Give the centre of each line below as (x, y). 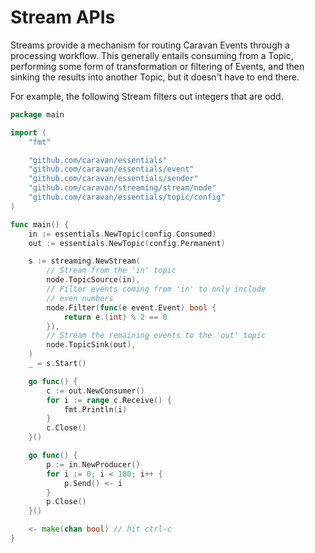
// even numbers (80, 298)
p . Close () (66, 502)
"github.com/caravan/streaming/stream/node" (122, 188)
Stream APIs (63, 17)
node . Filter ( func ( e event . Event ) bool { (131, 307)
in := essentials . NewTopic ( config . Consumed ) (122, 234)
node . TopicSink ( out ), (91, 345)
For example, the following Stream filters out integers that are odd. (147, 96)
